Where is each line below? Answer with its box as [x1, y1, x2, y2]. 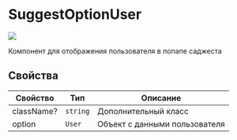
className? [12, 105, 58, 116]
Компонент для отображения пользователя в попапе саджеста [8, 46, 223, 56]
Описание [141, 92, 182, 103]
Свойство [15, 92, 55, 103]
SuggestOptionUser [8, 6, 142, 24]
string [65, 106, 90, 116]
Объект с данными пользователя [97, 118, 225, 129]
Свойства [8, 69, 59, 83]
